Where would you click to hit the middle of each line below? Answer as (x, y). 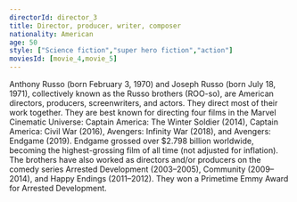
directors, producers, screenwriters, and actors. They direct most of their (144, 103)
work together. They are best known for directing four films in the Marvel (143, 113)
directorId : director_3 (54, 17)
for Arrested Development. (58, 188)
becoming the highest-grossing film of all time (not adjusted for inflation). (144, 150)
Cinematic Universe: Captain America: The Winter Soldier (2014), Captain (144, 122)
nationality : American (51, 34)
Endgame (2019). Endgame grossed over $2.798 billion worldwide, (132, 141)
